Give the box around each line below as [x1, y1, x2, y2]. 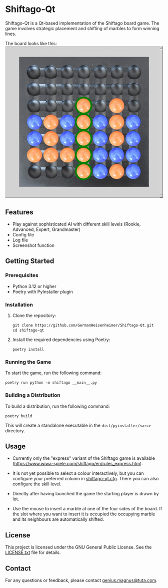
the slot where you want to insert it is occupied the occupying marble [12, 511, 155, 517]
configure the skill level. [12, 481, 61, 487]
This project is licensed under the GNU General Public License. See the [5, 544, 152, 550]
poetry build [5, 413, 32, 419]
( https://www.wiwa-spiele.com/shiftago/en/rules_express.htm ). [12, 461, 143, 467]
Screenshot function [12, 242, 55, 248]
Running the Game [5, 358, 51, 365]
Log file [12, 237, 28, 243]
